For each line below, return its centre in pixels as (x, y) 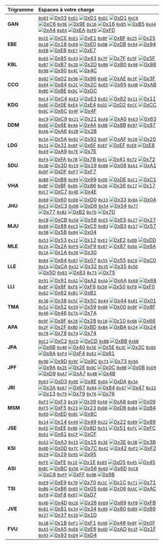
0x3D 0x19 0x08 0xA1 (88, 166)
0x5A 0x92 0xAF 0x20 (88, 139)
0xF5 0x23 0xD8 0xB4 (88, 408)
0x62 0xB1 (58, 293)
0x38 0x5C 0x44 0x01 (88, 301)
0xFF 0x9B (77, 475)
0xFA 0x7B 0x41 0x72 (88, 159)
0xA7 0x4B (77, 374)
